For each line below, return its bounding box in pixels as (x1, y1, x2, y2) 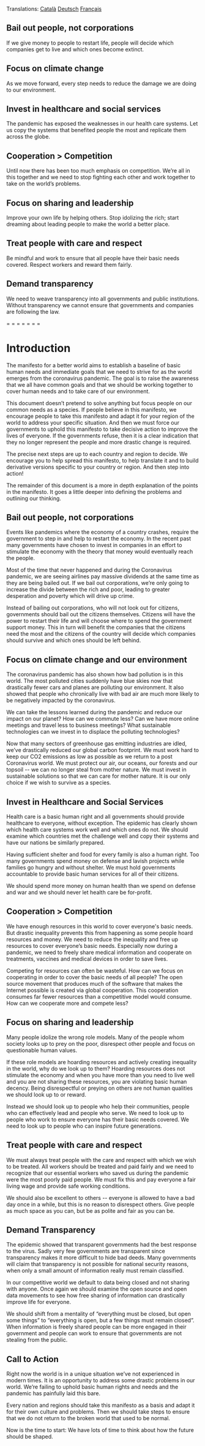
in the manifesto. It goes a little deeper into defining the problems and (6, 488, 182, 495)
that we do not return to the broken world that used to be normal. (6, 1415, 170, 1422)
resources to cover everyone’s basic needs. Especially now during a (6, 942, 178, 949)
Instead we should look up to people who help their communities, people (6, 1103, 190, 1110)
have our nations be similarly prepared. (6, 839, 105, 846)
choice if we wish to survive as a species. (6, 779, 111, 786)
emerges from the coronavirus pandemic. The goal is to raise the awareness (6, 375, 199, 382)
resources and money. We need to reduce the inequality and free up (6, 936, 179, 943)
